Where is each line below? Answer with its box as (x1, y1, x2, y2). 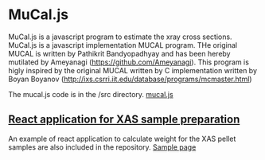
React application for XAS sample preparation (8, 113, 240, 127)
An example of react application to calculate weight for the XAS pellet (8, 134, 236, 143)
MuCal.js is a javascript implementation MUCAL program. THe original (8, 40, 237, 49)
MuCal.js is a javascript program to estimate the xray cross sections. (8, 32, 232, 41)
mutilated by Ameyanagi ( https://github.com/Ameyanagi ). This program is (8, 57, 249, 67)
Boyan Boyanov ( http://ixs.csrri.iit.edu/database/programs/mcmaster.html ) (8, 74, 252, 84)
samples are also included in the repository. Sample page (8, 142, 197, 152)
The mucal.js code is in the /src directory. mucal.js (8, 89, 173, 99)
